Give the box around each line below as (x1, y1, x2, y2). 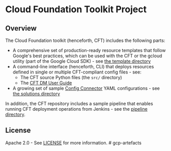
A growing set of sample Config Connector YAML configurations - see (12, 85, 160, 91)
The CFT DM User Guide (20, 80, 72, 86)
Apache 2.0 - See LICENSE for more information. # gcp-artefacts (5, 139, 141, 146)
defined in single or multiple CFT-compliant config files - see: (12, 69, 141, 75)
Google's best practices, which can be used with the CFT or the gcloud (12, 53, 162, 59)
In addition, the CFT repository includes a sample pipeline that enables (5, 100, 154, 107)
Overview (5, 24, 37, 33)
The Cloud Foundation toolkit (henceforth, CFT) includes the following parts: (5, 37, 165, 43)
